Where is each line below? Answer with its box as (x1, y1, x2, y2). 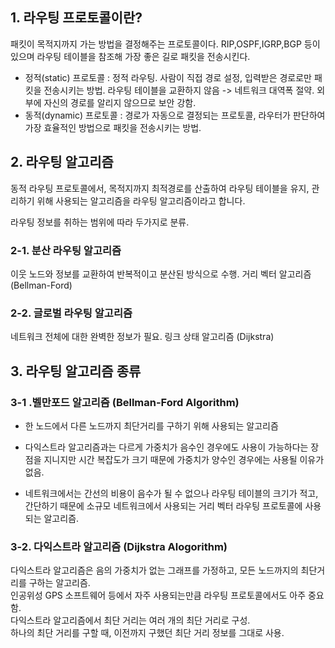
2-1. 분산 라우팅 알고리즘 (10, 243, 122, 257)
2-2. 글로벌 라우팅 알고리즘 (10, 306, 133, 320)
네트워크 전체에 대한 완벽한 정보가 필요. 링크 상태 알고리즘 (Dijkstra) (10, 331, 275, 343)
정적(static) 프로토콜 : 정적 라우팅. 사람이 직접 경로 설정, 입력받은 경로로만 (24, 71, 312, 83)
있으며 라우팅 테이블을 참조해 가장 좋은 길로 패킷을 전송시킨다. (10, 50, 251, 62)
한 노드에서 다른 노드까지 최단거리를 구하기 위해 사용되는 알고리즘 (24, 419, 279, 432)
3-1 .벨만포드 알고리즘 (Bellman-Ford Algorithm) (10, 395, 240, 409)
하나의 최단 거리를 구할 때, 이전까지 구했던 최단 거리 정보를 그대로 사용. (10, 627, 285, 639)
